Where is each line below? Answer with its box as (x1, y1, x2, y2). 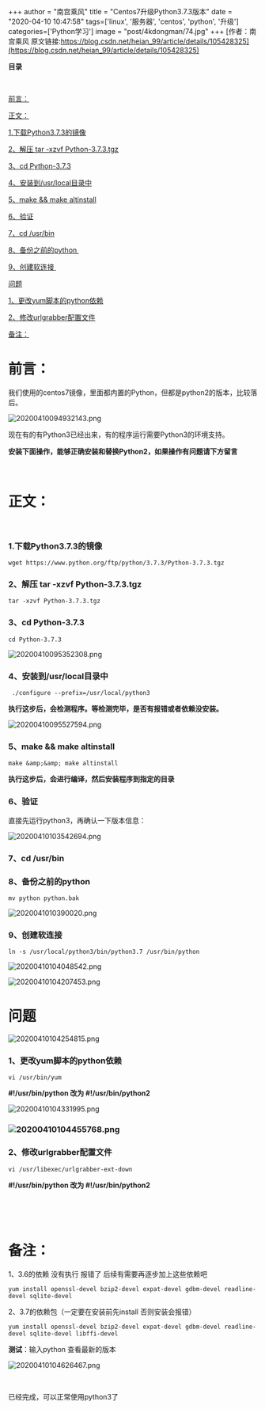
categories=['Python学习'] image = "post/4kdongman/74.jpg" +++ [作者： (8, 27, 250, 36)
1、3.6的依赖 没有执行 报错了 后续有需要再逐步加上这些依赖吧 (8, 1269, 208, 1278)
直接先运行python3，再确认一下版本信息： (8, 815, 146, 825)
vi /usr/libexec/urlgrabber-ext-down (8, 1165, 133, 1173)
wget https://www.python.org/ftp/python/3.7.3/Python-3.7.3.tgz (8, 559, 225, 568)
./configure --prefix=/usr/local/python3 (11, 689, 150, 697)
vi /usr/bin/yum (8, 1073, 62, 1082)
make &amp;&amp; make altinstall (8, 759, 119, 768)
